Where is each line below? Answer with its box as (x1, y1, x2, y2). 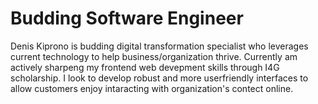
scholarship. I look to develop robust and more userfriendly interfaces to (10, 72, 309, 84)
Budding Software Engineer (10, 7, 244, 30)
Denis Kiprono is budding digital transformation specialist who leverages (10, 40, 309, 52)
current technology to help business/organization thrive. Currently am (10, 50, 298, 62)
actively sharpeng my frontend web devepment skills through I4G (10, 61, 280, 73)
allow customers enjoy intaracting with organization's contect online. (10, 82, 294, 94)
